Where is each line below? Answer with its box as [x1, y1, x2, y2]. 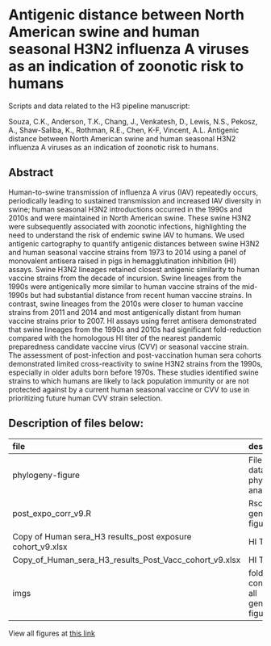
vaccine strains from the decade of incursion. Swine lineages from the [8, 273, 242, 283]
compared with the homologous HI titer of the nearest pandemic [8, 333, 222, 342]
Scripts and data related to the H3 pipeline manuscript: [8, 101, 190, 111]
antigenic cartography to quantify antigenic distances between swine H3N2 [8, 238, 260, 248]
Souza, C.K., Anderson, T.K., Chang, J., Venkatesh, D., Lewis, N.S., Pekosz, [8, 116, 258, 126]
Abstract [8, 166, 54, 179]
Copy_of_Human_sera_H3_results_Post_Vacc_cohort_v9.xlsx [12, 554, 241, 565]
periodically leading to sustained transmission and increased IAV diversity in [8, 195, 262, 205]
